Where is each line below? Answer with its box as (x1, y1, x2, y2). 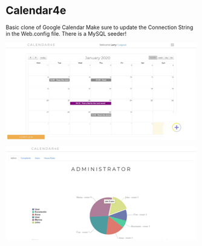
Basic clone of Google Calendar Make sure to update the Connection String (5, 24, 194, 31)
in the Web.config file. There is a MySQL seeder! (5, 30, 127, 37)
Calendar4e (5, 4, 67, 18)
